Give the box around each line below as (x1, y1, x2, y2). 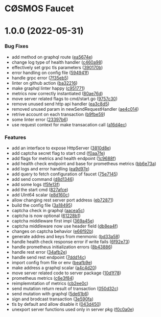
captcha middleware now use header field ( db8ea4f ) (11, 223, 118, 229)
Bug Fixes (4, 43, 29, 49)
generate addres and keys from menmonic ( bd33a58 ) (11, 233, 120, 239)
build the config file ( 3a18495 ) (11, 202, 73, 208)
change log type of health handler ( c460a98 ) (11, 59, 103, 65)
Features (4, 134, 26, 141)
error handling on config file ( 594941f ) (11, 70, 89, 75)
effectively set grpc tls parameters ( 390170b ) (11, 64, 103, 70)
